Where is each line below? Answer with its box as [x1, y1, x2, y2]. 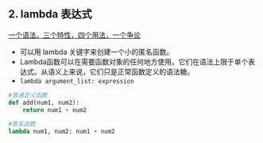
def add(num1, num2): [8, 99, 80, 106]
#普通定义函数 [8, 91, 48, 99]
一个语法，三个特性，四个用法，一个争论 [8, 30, 141, 40]
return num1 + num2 [22, 106, 87, 114]
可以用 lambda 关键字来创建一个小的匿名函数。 [19, 47, 174, 56]
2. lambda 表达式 [8, 7, 93, 21]
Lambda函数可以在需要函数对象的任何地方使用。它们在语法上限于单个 [19, 56, 249, 66]
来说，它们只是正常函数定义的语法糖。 [68, 67, 195, 76]
